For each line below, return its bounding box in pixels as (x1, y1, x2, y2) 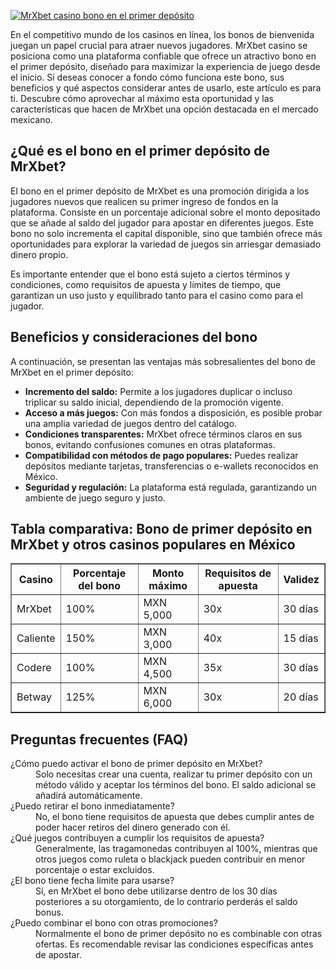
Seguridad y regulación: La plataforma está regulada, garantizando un (24, 481, 318, 493)
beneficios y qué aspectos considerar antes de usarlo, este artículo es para (10, 82, 322, 94)
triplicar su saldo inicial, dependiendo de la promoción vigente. (24, 396, 285, 408)
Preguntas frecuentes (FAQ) (10, 731, 189, 748)
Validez (283, 573, 320, 587)
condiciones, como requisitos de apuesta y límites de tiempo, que (10, 278, 282, 290)
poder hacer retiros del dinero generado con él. (35, 821, 231, 834)
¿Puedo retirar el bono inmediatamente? (10, 800, 175, 812)
